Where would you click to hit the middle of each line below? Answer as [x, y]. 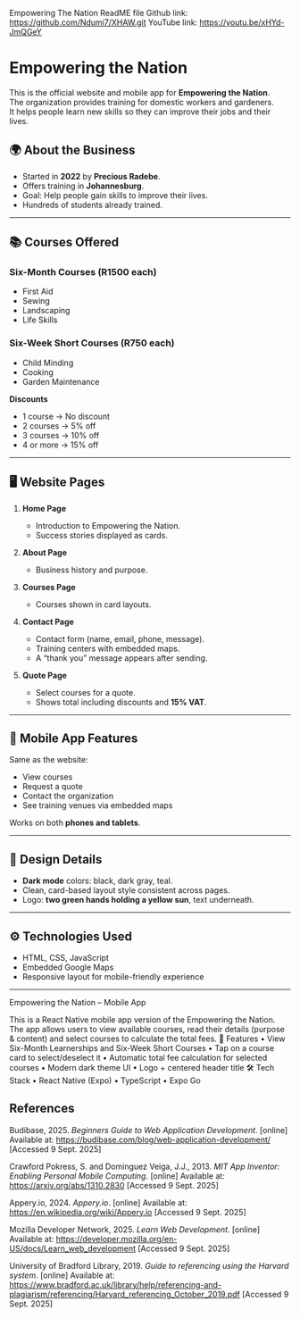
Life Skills [40, 320]
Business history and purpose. [92, 570]
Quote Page [44, 675]
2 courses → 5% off [59, 425]
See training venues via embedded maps [97, 805]
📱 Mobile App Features [74, 738]
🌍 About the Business [72, 150]
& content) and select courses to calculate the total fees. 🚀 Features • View [147, 1039]
